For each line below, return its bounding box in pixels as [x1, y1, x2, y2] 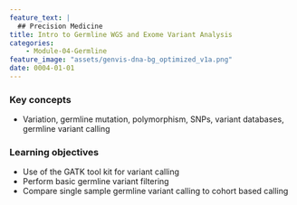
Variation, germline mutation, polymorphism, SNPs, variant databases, [22, 114, 284, 125]
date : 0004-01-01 [9, 64, 75, 73]
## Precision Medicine [17, 22, 103, 31]
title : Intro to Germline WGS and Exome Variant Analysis [9, 30, 233, 39]
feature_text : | [9, 13, 71, 23]
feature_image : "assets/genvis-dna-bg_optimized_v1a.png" [9, 55, 233, 64]
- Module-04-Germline [25, 47, 107, 56]
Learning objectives [9, 146, 100, 159]
